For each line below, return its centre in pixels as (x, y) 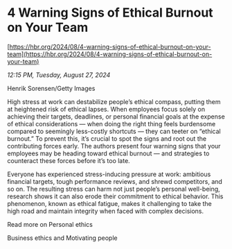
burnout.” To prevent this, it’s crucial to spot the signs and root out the (107, 138)
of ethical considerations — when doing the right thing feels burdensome (111, 123)
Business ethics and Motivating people (62, 238)
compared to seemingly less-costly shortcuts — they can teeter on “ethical (114, 131)
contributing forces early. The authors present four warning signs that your (114, 146)
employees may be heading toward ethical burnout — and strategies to (108, 153)
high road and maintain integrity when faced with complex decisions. (106, 211)
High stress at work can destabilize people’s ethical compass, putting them (114, 101)
